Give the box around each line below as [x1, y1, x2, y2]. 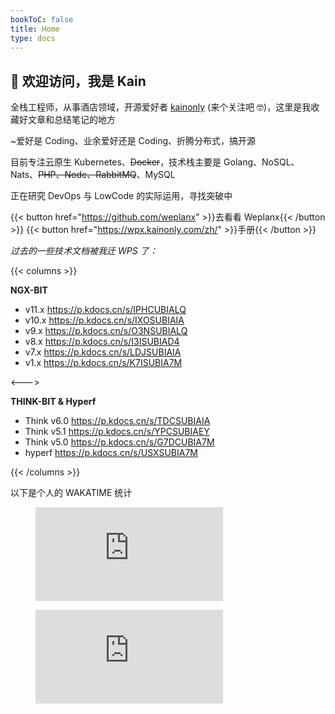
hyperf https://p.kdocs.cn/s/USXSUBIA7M [24, 447, 198, 459]
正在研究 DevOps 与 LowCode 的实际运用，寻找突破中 [10, 190, 233, 202]
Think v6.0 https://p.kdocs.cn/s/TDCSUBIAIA [24, 415, 211, 427]
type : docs [10, 33, 56, 43]
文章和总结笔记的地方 [27, 114, 116, 126]
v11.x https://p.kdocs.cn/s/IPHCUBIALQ [24, 304, 187, 316]
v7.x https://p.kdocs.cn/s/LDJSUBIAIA [24, 346, 182, 358]
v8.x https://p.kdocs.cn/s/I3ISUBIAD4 [24, 336, 180, 348]
